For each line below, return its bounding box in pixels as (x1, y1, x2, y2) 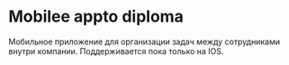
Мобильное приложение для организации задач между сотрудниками (8, 36, 281, 47)
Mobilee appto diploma (8, 6, 184, 27)
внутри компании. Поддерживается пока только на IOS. (8, 45, 224, 56)
